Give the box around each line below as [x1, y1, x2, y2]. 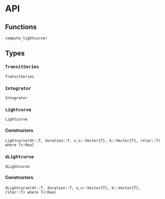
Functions [5, 23, 37, 31]
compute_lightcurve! [5, 36, 48, 41]
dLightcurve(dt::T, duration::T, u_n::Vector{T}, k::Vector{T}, [5, 185, 141, 191]
